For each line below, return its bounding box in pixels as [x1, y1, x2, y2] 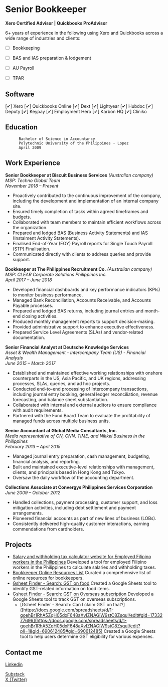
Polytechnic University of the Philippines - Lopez [18, 140, 129, 146]
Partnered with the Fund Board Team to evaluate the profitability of [12, 412, 151, 418]
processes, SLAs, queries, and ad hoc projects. [12, 380, 110, 387]
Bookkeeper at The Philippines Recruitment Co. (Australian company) [5, 266, 152, 272]
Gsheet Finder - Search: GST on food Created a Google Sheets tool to [12, 580, 157, 586]
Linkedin [5, 661, 23, 667]
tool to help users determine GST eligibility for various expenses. [20, 633, 154, 640]
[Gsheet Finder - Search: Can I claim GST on [20, 602, 112, 608]
